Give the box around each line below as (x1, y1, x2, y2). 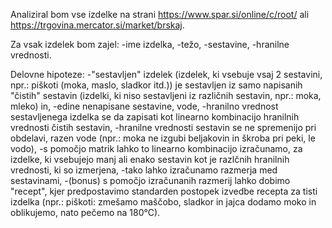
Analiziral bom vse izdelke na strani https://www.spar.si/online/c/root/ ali (10, 9, 310, 20)
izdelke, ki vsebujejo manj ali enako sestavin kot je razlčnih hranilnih (10, 154, 290, 165)
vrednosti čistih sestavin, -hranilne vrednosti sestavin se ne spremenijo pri (10, 122, 317, 133)
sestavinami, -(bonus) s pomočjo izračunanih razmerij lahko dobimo (10, 175, 291, 186)
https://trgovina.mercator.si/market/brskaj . (10, 19, 185, 31)
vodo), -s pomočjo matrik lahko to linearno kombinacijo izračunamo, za (10, 143, 303, 154)
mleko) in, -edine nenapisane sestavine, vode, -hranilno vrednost (10, 100, 279, 112)
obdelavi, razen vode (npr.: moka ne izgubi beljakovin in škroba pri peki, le (10, 132, 316, 144)
